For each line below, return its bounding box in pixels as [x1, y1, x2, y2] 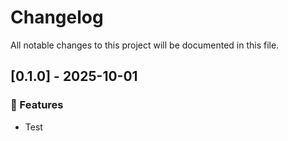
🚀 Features [10, 98, 64, 112]
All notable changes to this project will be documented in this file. [10, 39, 280, 51]
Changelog [10, 6, 104, 29]
